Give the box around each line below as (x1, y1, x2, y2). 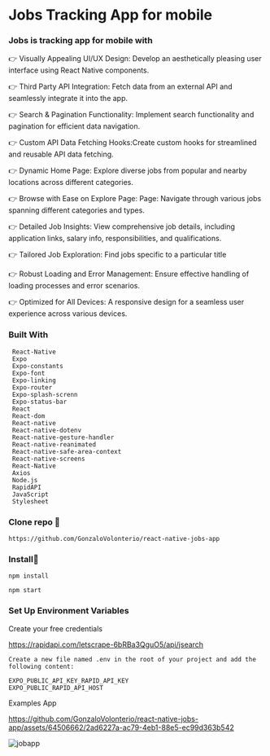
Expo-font (11, 369, 46, 377)
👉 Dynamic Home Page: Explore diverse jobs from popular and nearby (8, 165, 247, 176)
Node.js (11, 476, 38, 484)
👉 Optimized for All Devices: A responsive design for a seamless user (8, 297, 245, 307)
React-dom (11, 411, 46, 420)
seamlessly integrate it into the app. (8, 94, 128, 103)
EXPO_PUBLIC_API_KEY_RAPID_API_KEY (8, 676, 129, 685)
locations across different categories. (8, 178, 134, 187)
